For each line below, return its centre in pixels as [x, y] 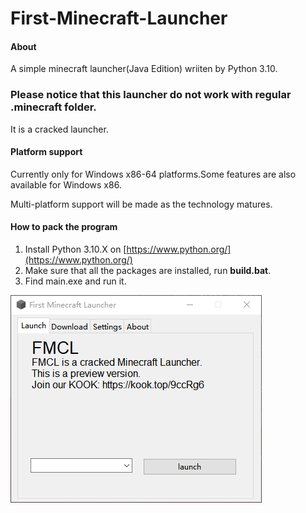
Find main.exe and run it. [75, 281]
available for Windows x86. [66, 184]
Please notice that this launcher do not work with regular [151, 95]
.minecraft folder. [53, 107]
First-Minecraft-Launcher [119, 18]
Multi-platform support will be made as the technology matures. [141, 204]
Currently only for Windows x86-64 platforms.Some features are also [153, 174]
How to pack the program [64, 227]
